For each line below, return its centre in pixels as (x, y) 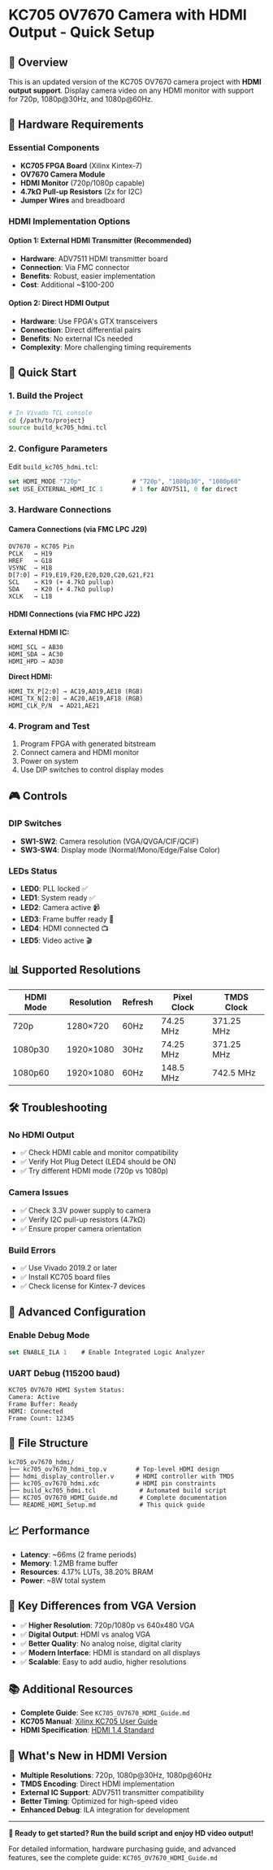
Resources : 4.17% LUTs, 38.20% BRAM (87, 1571)
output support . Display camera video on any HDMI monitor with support (131, 90)
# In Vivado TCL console (50, 412)
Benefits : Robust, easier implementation (88, 276)
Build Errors (32, 1250)
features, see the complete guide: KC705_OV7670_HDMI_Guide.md (113, 1857)
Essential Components (54, 148)
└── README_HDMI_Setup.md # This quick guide (107, 1505)
